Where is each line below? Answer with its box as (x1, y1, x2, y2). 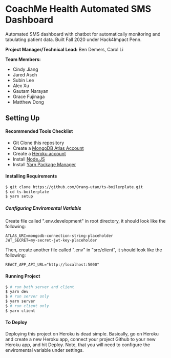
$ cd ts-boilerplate (5, 189, 50, 194)
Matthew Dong (12, 98, 45, 105)
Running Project (5, 273, 40, 279)
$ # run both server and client (5, 284, 74, 290)
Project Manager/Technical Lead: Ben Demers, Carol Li (5, 46, 124, 52)
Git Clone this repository (12, 140, 65, 146)
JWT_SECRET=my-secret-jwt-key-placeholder (5, 238, 97, 243)
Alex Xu (12, 83, 30, 89)
